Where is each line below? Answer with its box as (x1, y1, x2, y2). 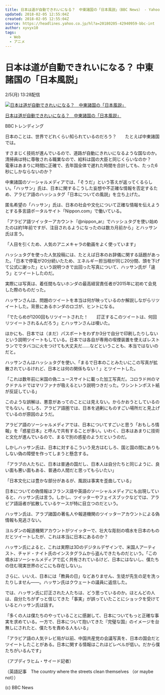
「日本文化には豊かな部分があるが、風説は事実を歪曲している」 (5, 477, 134, 483)
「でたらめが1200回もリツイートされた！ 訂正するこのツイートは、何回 (5, 314, 157, 320)
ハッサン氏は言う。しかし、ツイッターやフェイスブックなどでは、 (18, 494, 151, 500)
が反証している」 (5, 388, 40, 394)
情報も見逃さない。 (5, 517, 44, 523)
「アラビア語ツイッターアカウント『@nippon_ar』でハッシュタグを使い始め (5, 218, 158, 224)
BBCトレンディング (5, 123, 44, 129)
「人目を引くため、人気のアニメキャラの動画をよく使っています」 (5, 241, 138, 247)
